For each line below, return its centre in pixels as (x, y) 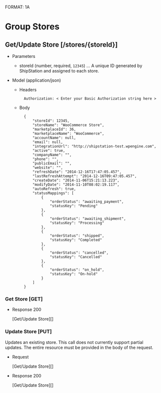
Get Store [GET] (24, 299)
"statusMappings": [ (53, 193)
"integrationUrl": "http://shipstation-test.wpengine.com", (94, 146)
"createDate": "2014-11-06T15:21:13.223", (76, 180)
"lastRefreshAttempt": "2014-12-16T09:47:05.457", (85, 176)
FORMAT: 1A (17, 7)
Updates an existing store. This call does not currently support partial (74, 342)
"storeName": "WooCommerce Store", (68, 125)
